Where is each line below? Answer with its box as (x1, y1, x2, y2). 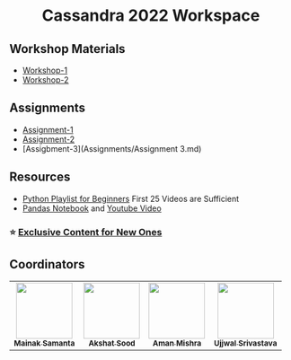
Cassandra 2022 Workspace (41, 5, 260, 26)
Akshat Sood (88, 338, 137, 348)
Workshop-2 (22, 75, 69, 85)
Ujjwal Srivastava (214, 338, 278, 348)
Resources (9, 170, 71, 185)
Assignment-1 (22, 124, 74, 135)
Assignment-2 (22, 134, 75, 145)
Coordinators (9, 257, 85, 272)
